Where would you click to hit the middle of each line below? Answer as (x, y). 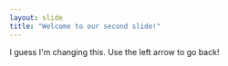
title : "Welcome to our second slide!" (85, 26)
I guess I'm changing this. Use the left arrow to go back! (114, 52)
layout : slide (36, 18)
